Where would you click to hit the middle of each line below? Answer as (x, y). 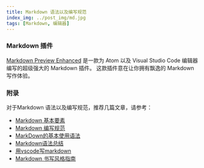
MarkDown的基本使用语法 (48, 136)
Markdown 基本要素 (40, 120)
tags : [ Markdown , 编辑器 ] (38, 23)
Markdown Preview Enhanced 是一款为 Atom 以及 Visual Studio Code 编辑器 (102, 60)
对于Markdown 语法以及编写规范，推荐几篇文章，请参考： (79, 107)
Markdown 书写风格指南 (46, 158)
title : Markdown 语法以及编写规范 (46, 12)
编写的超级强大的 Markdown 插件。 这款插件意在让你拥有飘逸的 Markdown (100, 68)
